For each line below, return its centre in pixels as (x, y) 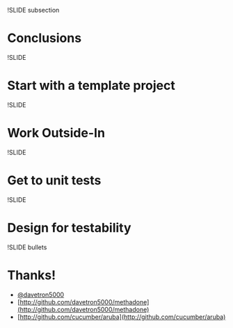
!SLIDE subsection (33, 10)
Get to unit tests (54, 180)
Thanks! (32, 275)
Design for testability (69, 227)
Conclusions (45, 38)
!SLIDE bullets (27, 247)
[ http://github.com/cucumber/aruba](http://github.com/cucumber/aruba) (121, 317)
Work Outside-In (56, 133)
